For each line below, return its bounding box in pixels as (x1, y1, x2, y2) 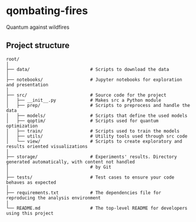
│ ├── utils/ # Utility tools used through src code (6, 133, 188, 139)
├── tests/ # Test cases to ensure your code (6, 174, 175, 180)
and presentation (6, 82, 49, 88)
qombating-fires (6, 4, 88, 18)
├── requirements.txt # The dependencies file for (6, 190, 161, 196)
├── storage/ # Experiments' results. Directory (6, 154, 177, 160)
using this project (6, 210, 54, 216)
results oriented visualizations (6, 143, 88, 149)
